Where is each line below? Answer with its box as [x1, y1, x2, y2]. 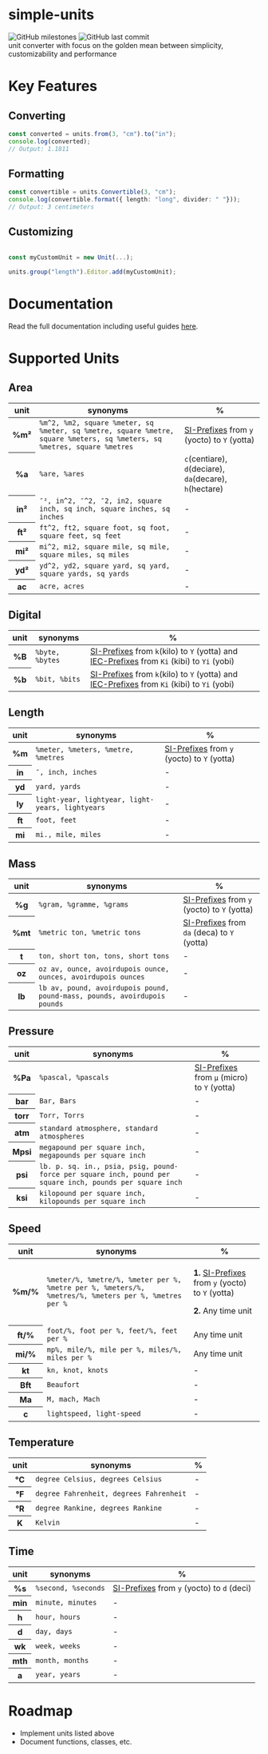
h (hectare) [183, 483, 223, 494]
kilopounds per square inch [39, 1197, 146, 1206]
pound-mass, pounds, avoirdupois [38, 991, 166, 1000]
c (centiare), [183, 453, 228, 464]
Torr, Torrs [39, 1111, 85, 1120]
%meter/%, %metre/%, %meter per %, [46, 1275, 182, 1284]
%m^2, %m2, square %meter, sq [39, 418, 154, 427]
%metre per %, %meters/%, [46, 1283, 145, 1292]
